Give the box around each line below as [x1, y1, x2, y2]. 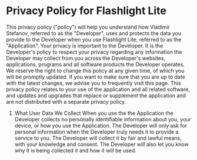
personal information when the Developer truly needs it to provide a [14, 128, 179, 135]
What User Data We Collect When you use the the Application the [14, 110, 173, 117]
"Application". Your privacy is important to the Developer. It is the [6, 42, 163, 49]
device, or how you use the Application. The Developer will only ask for [14, 122, 187, 129]
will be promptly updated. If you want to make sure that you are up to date [6, 73, 185, 80]
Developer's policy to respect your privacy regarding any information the [6, 48, 182, 55]
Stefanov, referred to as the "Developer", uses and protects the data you [6, 29, 181, 36]
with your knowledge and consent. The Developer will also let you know [14, 141, 189, 148]
